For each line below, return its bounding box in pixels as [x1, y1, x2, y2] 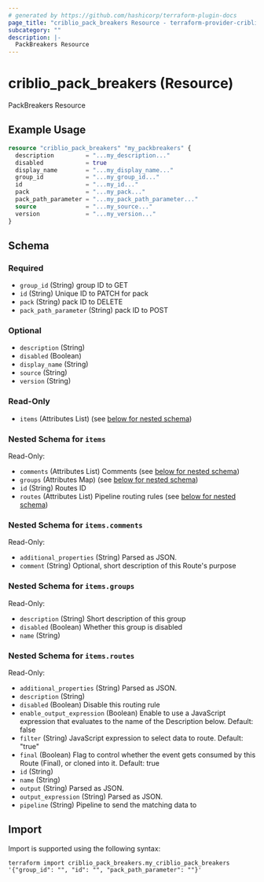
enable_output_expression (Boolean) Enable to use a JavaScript [19, 708, 226, 718]
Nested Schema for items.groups [8, 581, 135, 592]
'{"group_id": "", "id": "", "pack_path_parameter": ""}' [8, 865, 202, 873]
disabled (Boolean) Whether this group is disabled [19, 622, 183, 631]
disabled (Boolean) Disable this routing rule [19, 700, 160, 709]
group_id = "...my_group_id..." [15, 174, 159, 182]
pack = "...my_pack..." [15, 188, 146, 197]
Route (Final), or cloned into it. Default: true [19, 758, 159, 767]
